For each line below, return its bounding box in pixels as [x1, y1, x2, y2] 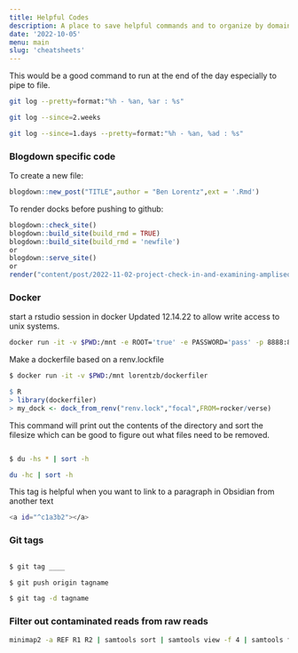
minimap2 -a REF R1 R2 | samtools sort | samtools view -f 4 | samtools [9, 635, 284, 644]
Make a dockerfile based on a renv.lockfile [9, 354, 165, 365]
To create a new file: [9, 171, 84, 181]
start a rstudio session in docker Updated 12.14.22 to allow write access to [9, 312, 280, 323]
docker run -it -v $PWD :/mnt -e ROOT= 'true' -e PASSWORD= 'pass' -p [9, 338, 264, 347]
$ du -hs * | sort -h [9, 454, 90, 463]
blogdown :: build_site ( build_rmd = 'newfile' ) [9, 237, 180, 246]
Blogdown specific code [9, 150, 116, 163]
